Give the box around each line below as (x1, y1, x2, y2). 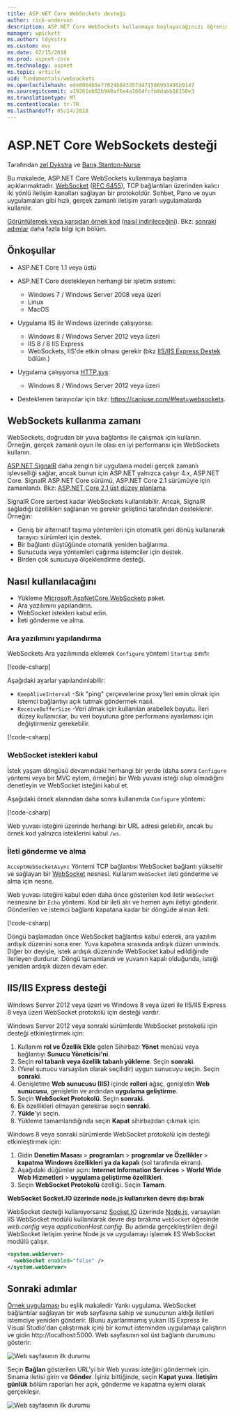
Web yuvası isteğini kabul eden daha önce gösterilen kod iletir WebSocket (7, 891, 214, 899)
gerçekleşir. (7, 1387, 41, 1396)
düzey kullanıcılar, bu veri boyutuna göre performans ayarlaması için (17, 712, 214, 721)
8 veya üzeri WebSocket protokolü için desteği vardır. (7, 1008, 160, 1016)
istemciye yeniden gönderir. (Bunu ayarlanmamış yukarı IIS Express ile (7, 1316, 209, 1325)
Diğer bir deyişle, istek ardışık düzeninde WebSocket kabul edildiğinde (7, 947, 209, 955)
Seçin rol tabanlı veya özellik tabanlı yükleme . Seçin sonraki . (17, 1057, 195, 1065)
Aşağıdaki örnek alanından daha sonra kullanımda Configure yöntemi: (7, 794, 206, 803)
